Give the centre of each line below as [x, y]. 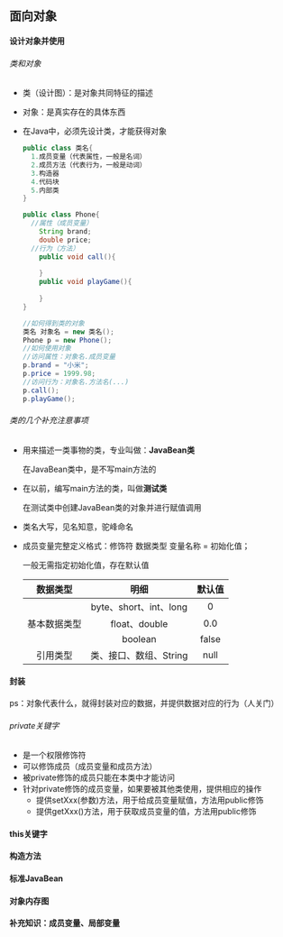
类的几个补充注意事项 [49, 420]
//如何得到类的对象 [54, 323]
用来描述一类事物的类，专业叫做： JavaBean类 [109, 450]
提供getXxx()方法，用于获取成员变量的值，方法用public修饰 [146, 812]
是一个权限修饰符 [54, 755]
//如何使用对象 [47, 349]
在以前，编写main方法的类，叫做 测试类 [95, 488]
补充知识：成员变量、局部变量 [64, 923]
